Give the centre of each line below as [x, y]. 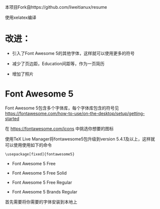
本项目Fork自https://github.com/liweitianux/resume [56, 7]
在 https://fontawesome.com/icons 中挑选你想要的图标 [59, 128]
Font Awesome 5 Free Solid [39, 173]
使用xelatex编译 [21, 17]
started [12, 119]
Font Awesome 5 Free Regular [42, 182]
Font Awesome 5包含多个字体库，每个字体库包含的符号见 [62, 108]
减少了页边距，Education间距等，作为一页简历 [58, 63]
